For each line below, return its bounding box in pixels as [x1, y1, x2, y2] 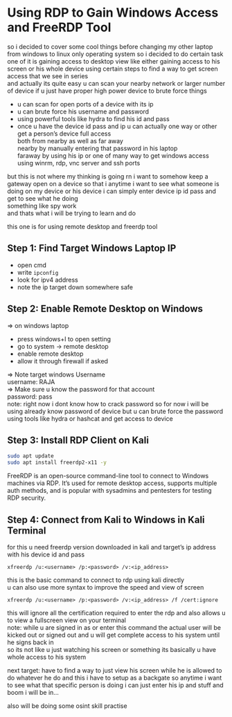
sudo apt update [7, 453, 54, 460]
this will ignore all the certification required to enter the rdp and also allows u [7, 608, 226, 617]
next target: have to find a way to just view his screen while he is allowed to [7, 666, 222, 674]
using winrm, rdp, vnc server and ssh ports [17, 158, 141, 167]
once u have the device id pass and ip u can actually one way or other [17, 122, 217, 130]
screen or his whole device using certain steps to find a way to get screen [7, 64, 218, 73]
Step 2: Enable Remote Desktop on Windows [7, 303, 203, 315]
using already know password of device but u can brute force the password [7, 407, 224, 415]
